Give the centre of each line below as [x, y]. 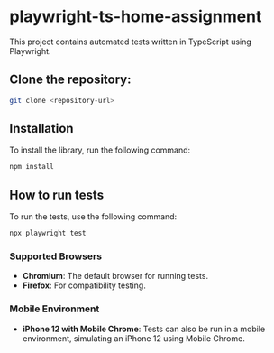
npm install [32, 167]
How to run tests [57, 195]
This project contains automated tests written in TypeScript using [131, 42]
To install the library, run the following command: [100, 150]
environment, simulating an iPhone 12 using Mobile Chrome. [133, 338]
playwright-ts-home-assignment [136, 17]
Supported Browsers [55, 256]
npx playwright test [48, 233]
